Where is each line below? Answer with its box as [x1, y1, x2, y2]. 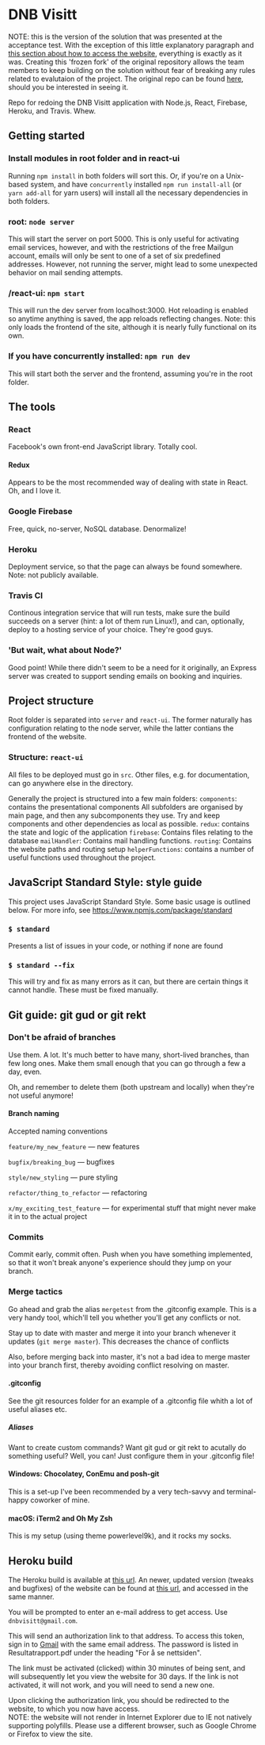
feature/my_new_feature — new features [8, 1142, 140, 1151]
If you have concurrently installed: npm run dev [8, 351, 191, 362]
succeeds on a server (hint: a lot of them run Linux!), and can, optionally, [8, 616, 245, 626]
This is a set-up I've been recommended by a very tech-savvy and [8, 1486, 225, 1496]
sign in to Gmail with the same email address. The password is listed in [8, 1640, 239, 1649]
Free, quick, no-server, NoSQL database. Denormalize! [8, 523, 187, 533]
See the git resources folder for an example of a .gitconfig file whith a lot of [8, 1396, 253, 1406]
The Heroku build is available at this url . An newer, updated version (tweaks [8, 1574, 255, 1584]
